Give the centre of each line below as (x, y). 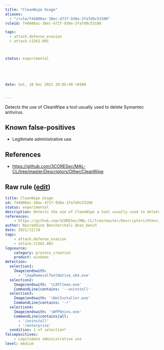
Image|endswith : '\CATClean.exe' (48, 284)
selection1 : (22, 266)
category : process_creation (42, 253)
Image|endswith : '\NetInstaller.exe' (52, 298)
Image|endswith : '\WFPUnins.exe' (48, 312)
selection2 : (22, 280)
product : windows (31, 257)
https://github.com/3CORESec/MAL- (49, 166)
